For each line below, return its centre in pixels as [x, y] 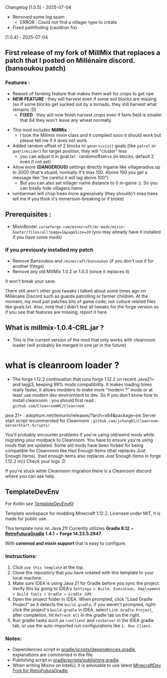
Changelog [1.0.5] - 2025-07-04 [38, 7]
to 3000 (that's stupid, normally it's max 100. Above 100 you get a [80, 172]
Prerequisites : [28, 214]
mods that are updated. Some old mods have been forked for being [74, 445]
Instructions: [21, 556]
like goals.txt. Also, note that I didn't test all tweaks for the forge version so [82, 307]
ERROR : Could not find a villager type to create [68, 22]
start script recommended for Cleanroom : [49, 420]
